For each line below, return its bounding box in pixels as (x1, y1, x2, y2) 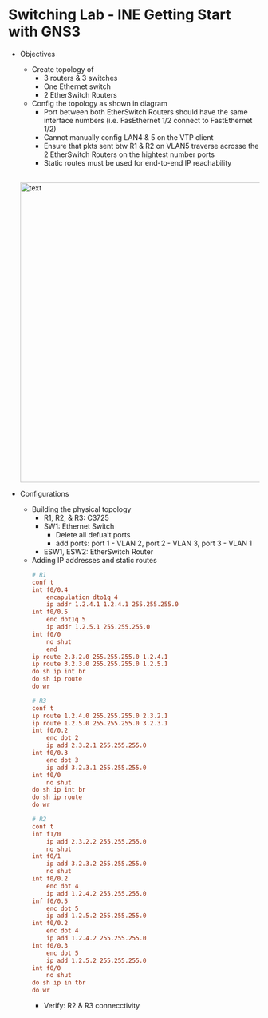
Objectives (19, 49, 56, 58)
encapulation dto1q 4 (46, 593, 118, 601)
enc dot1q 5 (46, 616, 86, 624)
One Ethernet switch (43, 82, 112, 91)
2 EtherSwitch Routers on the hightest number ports (43, 150, 215, 159)
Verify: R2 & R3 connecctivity (43, 1001, 140, 1011)
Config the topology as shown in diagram (31, 98, 167, 108)
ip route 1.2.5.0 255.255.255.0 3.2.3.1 (31, 719, 168, 727)
